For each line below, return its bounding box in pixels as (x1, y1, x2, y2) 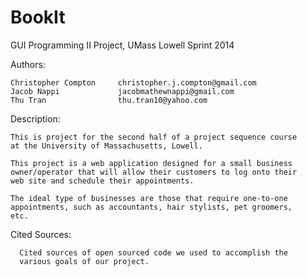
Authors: (10, 58, 46, 70)
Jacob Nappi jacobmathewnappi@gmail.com (10, 86, 235, 96)
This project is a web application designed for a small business (10, 158, 293, 168)
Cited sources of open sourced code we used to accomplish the (19, 247, 288, 258)
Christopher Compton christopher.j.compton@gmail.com (10, 77, 257, 88)
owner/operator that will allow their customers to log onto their (10, 167, 298, 177)
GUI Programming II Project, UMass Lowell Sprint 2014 (10, 39, 235, 51)
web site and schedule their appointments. (10, 176, 195, 186)
